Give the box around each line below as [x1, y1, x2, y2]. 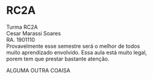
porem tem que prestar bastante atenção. [6, 55, 110, 62]
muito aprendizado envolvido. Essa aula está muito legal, [6, 48, 148, 56]
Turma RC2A [6, 23, 38, 31]
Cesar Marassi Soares [6, 29, 61, 37]
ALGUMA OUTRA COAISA [6, 66, 70, 74]
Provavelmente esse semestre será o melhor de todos [6, 42, 140, 50]
